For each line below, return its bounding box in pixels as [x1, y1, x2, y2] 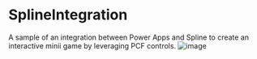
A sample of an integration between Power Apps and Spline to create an [8, 32, 250, 42]
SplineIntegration [8, 6, 128, 24]
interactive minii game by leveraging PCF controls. [8, 40, 177, 50]
